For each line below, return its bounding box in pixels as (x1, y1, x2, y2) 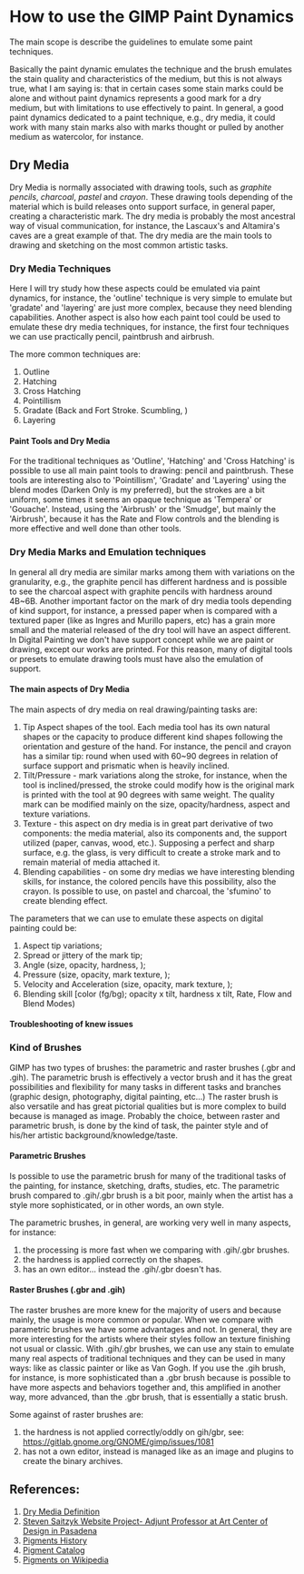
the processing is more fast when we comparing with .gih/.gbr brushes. (22, 1244, 290, 1255)
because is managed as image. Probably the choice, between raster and (9, 1110, 280, 1121)
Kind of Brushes (9, 1042, 83, 1054)
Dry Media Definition (22, 1506, 100, 1517)
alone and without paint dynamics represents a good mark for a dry (9, 93, 261, 104)
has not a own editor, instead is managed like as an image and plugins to (22, 1446, 294, 1457)
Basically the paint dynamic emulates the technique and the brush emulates (9, 64, 293, 74)
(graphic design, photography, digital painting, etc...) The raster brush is (9, 1091, 279, 1102)
